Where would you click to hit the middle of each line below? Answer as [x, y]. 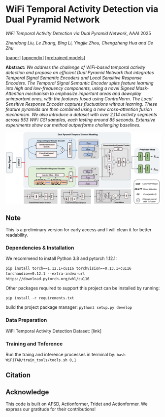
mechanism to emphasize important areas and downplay [83, 93]
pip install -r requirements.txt [40, 298]
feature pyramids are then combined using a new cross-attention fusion [79, 109]
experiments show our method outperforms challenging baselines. [73, 125]
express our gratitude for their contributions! [51, 409]
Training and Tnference [34, 343]
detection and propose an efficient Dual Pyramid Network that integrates [80, 72]
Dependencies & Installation [40, 248]
